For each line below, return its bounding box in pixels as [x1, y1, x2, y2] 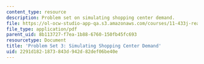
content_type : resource [6, 9, 67, 15]
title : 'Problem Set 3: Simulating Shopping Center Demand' [6, 43, 162, 49]
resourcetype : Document [6, 37, 67, 43]
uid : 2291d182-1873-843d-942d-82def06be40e [6, 49, 118, 55]
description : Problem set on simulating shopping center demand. [6, 15, 175, 21]
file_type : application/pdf [6, 26, 78, 32]
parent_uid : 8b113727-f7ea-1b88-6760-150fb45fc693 [6, 32, 137, 38]
